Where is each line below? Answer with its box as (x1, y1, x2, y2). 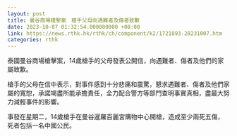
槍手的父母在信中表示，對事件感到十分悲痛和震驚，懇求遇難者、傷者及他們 (7, 80, 224, 88)
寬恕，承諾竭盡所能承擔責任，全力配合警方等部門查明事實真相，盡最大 (19, 89, 224, 97)
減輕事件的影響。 (13, 97, 63, 106)
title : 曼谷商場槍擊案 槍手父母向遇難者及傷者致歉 (7, 17, 140, 24)
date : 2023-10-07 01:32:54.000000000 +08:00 (7, 23, 140, 30)
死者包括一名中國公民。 (7, 121, 75, 130)
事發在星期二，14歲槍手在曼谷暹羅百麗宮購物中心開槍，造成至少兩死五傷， (7, 113, 224, 121)
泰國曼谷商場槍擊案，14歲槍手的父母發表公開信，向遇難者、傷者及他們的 (7, 57, 218, 65)
